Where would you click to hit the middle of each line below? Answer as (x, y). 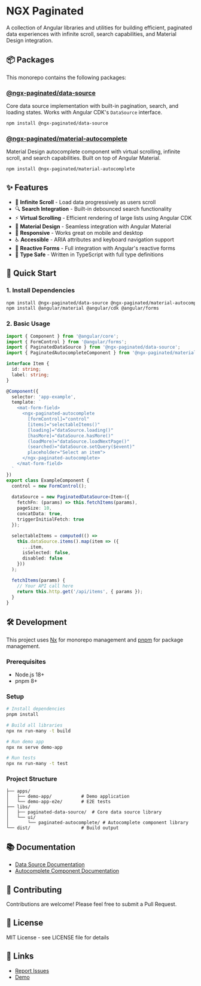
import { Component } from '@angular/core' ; (63, 336)
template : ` (27, 403)
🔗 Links (20, 956)
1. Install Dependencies (41, 291)
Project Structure (32, 779)
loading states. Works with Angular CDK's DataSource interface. (84, 113)
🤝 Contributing (34, 890)
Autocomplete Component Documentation (67, 871)
